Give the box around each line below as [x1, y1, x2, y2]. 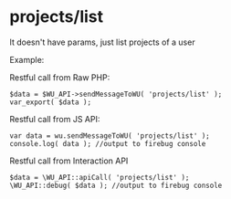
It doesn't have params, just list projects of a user [9, 37, 195, 47]
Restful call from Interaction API [9, 155, 129, 166]
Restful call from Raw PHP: [9, 71, 110, 83]
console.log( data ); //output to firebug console [9, 139, 206, 148]
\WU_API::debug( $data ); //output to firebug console [9, 181, 223, 190]
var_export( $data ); [9, 98, 92, 107]
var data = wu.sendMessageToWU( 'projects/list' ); [9, 131, 210, 141]
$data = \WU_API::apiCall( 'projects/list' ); [9, 173, 190, 182]
